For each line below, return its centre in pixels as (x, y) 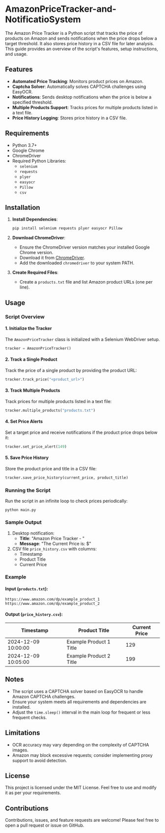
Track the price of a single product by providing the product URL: (71, 370)
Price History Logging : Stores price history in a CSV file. (69, 118)
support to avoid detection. (40, 760)
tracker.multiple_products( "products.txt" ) (50, 410)
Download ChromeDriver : (39, 238)
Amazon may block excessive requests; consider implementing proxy (82, 755)
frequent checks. (29, 717)
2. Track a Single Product (31, 359)
